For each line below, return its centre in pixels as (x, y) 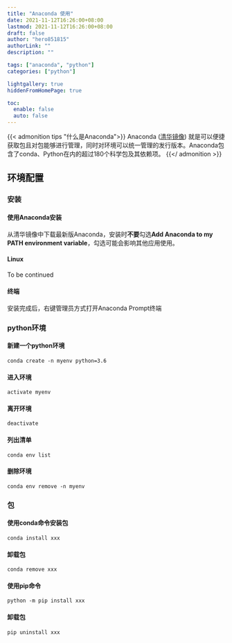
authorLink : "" (29, 46)
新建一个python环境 (36, 345)
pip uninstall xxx (34, 632)
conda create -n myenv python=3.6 (57, 361)
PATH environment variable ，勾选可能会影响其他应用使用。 (93, 243)
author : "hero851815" (38, 40)
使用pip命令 (24, 585)
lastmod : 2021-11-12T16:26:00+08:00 (60, 26)
